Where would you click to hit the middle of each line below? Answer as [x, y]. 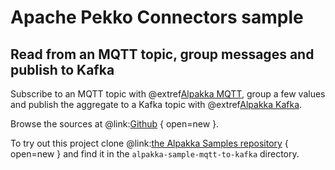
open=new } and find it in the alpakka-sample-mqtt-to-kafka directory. [155, 154]
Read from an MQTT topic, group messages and [162, 54]
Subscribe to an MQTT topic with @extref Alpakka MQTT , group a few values [168, 94]
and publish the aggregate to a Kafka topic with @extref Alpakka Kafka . [156, 104]
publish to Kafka [62, 69]
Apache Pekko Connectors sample [157, 17]
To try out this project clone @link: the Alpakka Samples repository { [149, 143]
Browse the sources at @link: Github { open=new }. [115, 124]
